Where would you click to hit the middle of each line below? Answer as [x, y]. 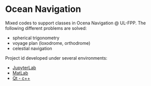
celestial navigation [32, 48]
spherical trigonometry [36, 38]
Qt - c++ [21, 78]
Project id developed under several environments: [56, 58]
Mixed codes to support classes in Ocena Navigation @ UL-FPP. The [75, 23]
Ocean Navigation [43, 9]
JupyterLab [24, 68]
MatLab [20, 73]
